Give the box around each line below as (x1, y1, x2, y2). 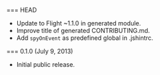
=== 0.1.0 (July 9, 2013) (6, 47, 73, 55)
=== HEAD (6, 6, 37, 14)
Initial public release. (16, 61, 75, 68)
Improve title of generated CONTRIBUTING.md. (16, 27, 150, 34)
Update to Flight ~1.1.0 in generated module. (16, 19, 141, 27)
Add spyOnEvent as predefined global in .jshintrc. (16, 34, 154, 42)
